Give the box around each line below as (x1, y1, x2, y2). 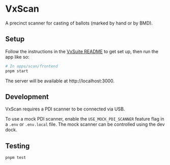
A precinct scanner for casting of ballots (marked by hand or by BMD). (5, 20, 153, 26)
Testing (5, 142, 30, 150)
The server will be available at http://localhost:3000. (5, 78, 115, 84)
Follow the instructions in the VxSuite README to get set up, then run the (5, 48, 159, 54)
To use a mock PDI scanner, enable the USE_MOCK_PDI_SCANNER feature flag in (5, 116, 164, 122)
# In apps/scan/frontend (5, 63, 58, 69)
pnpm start (5, 68, 29, 74)
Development (5, 92, 49, 101)
